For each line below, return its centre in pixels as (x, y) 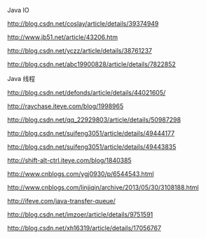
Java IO (18, 10)
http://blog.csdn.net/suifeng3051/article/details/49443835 (92, 147)
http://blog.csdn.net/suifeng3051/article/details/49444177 (91, 133)
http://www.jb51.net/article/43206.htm (62, 37)
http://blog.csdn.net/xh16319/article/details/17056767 (84, 228)
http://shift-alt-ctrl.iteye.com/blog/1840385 (69, 160)
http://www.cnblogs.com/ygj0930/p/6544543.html (81, 174)
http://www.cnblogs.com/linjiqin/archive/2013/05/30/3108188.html (103, 187)
